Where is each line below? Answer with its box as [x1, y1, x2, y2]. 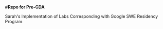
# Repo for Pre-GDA [5, 4, 45, 10]
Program [5, 19, 23, 24]
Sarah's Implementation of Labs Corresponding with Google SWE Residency [5, 14, 158, 19]
